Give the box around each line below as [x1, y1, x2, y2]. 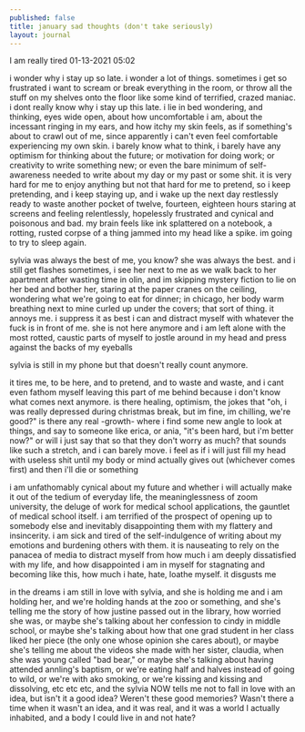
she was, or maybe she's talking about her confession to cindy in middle [9, 615, 280, 626]
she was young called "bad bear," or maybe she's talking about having [9, 655, 274, 666]
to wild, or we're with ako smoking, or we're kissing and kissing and [9, 674, 263, 685]
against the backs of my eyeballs [9, 342, 134, 353]
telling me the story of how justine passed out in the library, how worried [9, 606, 281, 617]
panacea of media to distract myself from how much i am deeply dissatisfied [9, 550, 297, 561]
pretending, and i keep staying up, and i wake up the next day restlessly [9, 188, 280, 200]
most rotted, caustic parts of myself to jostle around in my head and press [9, 332, 287, 343]
